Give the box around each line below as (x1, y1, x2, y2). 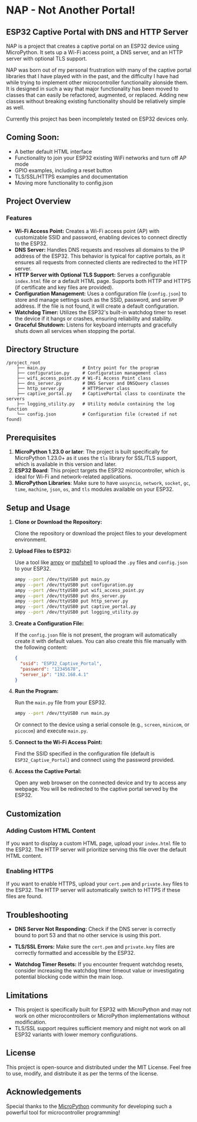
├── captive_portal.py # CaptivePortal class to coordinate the (16, 391, 185, 397)
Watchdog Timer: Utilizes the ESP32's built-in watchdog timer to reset (14, 308, 186, 315)
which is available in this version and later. (14, 461, 117, 468)
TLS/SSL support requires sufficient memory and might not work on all (14, 1024, 186, 1031)
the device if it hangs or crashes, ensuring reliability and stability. (14, 315, 172, 322)
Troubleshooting (6, 910, 69, 920)
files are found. (6, 893, 43, 900)
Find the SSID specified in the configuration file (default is (14, 750, 155, 757)
